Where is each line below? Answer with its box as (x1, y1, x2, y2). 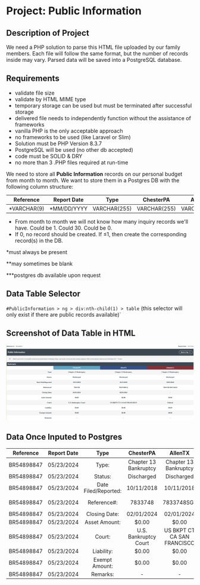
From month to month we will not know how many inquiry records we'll (14, 218, 189, 226)
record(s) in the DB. (14, 237, 64, 245)
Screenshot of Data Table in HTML (6, 329, 136, 339)
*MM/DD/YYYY (49, 205, 88, 212)
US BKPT (164, 527, 187, 534)
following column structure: (6, 183, 73, 190)
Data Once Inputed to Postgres (6, 432, 123, 442)
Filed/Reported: (83, 487, 122, 495)
